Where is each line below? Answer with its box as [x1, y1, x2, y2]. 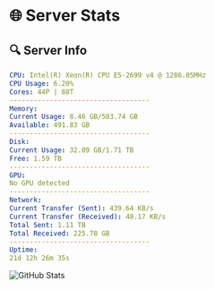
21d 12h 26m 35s [9, 254, 70, 263]
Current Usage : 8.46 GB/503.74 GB [9, 113, 139, 122]
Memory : [9, 104, 39, 113]
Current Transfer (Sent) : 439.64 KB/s [9, 204, 154, 213]
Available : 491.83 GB [9, 121, 90, 130]
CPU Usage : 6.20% [9, 79, 74, 88]
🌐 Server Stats [9, 5, 121, 26]
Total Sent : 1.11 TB [9, 220, 87, 229]
